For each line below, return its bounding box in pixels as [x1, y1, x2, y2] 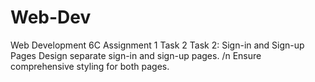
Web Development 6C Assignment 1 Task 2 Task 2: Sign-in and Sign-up [10, 39, 305, 51]
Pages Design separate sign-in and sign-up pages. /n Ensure [10, 49, 262, 61]
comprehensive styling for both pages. [10, 60, 170, 72]
